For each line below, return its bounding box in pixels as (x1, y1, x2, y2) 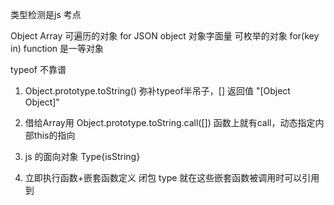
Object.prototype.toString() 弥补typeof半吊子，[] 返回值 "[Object (24, 85, 291, 97)
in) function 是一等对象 (10, 43, 105, 54)
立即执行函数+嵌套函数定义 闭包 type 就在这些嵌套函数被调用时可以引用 (24, 172, 320, 183)
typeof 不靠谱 (10, 64, 67, 75)
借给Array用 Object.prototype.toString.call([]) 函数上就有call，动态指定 (24, 117, 316, 128)
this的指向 (33, 129, 76, 141)
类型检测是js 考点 (10, 9, 82, 20)
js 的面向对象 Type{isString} (24, 151, 141, 162)
